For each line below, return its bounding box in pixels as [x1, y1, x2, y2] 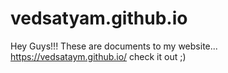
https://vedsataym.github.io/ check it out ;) [10, 50, 187, 62]
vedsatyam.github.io [10, 7, 188, 30]
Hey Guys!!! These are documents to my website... [10, 40, 218, 52]
